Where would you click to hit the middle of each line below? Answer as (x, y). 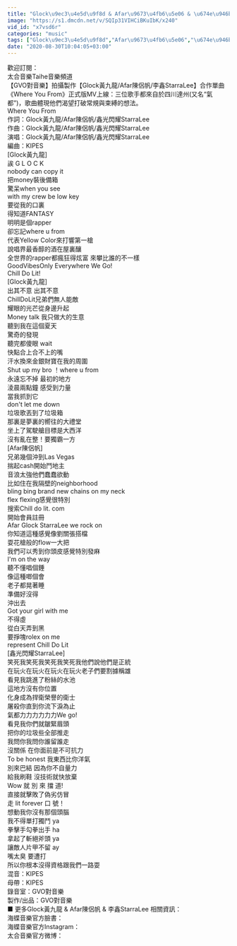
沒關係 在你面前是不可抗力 (45, 750)
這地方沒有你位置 (32, 688)
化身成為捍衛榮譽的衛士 (41, 697)
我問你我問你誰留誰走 (38, 741)
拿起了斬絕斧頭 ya (34, 838)
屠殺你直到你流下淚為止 (41, 706)
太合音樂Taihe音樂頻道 (40, 76)
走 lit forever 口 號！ (36, 803)
